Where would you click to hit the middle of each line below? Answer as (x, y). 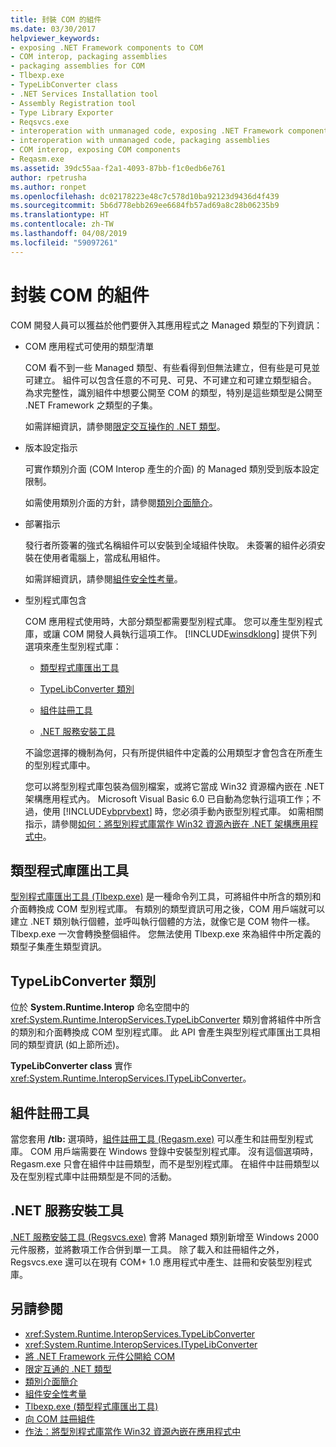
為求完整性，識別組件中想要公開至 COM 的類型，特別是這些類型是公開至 (173, 392)
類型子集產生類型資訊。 (58, 947)
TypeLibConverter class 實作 (71, 1066)
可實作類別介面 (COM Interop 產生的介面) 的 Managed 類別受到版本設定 (172, 468)
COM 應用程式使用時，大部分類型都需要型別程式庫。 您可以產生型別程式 (173, 621)
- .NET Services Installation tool (84, 94)
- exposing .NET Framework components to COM (106, 47)
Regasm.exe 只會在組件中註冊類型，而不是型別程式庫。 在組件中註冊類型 (161, 1164)
